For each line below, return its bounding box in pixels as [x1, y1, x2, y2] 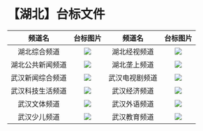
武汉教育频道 [112, 112, 155, 122]
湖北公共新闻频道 [10, 60, 68, 70]
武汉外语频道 [112, 99, 155, 109]
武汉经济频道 [112, 86, 155, 95]
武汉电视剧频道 [108, 72, 158, 82]
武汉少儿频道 [17, 112, 61, 122]
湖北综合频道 [17, 47, 61, 56]
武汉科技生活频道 [10, 86, 68, 95]
